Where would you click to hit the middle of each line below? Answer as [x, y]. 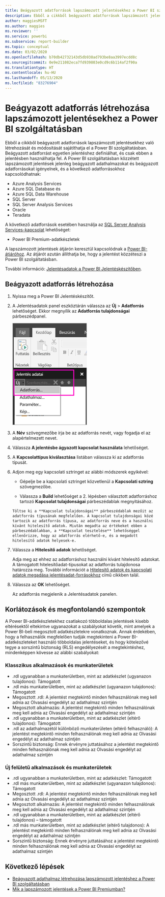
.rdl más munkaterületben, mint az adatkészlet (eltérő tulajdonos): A [81, 825]
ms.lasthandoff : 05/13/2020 [34, 78]
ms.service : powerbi [26, 36]
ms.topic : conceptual [27, 47]
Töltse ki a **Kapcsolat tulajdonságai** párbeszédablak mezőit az [82, 511]
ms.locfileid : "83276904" [31, 83]
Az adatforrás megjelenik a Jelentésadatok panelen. [65, 594]
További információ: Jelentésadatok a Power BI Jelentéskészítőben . [74, 269]
